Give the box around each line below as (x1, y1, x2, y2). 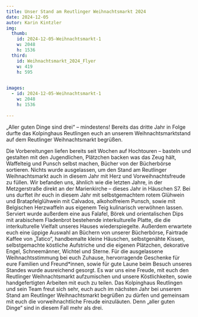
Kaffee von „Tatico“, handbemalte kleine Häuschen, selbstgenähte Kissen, (6, 235, 185, 242)
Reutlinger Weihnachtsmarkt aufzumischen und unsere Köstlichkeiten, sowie (6, 273, 192, 280)
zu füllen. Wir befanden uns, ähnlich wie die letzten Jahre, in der (6, 178, 163, 186)
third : (11, 53, 28, 58)
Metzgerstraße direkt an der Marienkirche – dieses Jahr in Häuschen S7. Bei (6, 185, 190, 192)
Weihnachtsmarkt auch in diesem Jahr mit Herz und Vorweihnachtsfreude (6, 172, 186, 179)
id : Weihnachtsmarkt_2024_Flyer (16, 58, 96, 64)
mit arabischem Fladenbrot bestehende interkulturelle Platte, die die (6, 216, 171, 223)
